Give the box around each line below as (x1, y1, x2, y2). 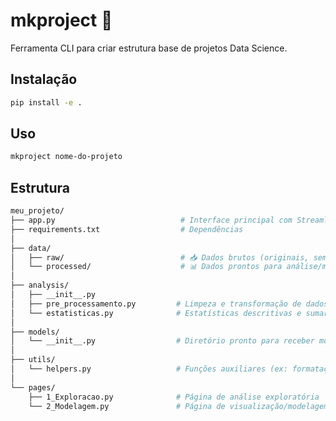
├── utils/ (10, 355, 56, 365)
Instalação (10, 71, 78, 88)
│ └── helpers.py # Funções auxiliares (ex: (10, 364, 288, 374)
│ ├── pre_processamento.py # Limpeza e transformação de (10, 299, 302, 309)
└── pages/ (10, 382, 56, 393)
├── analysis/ (10, 280, 70, 291)
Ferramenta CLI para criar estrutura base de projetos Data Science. (10, 42, 288, 54)
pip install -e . (10, 97, 83, 108)
